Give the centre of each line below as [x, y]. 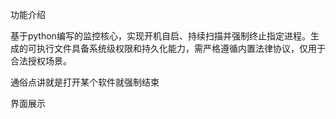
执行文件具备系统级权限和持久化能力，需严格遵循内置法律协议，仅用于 [181, 48]
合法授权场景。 [41, 61]
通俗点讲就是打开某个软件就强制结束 [85, 82]
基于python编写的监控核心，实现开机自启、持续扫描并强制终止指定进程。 [160, 36]
